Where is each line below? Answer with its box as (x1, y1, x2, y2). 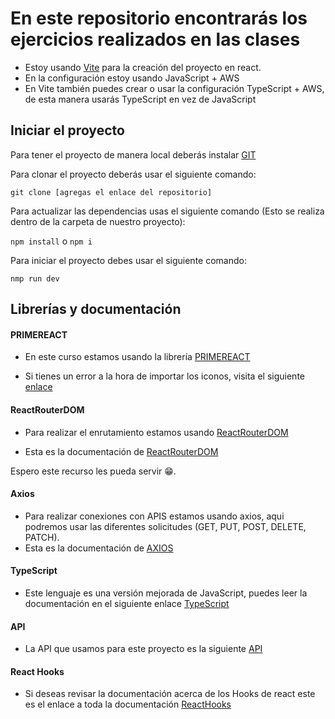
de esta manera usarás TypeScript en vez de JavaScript (24, 93, 257, 105)
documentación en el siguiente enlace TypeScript (24, 597, 230, 609)
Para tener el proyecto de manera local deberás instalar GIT (10, 148, 257, 161)
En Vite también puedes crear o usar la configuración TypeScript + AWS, (24, 82, 325, 94)
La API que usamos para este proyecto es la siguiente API (24, 643, 263, 655)
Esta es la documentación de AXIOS (24, 542, 174, 554)
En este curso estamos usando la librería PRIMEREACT (24, 351, 251, 363)
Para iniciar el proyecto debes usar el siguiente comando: (10, 254, 247, 266)
